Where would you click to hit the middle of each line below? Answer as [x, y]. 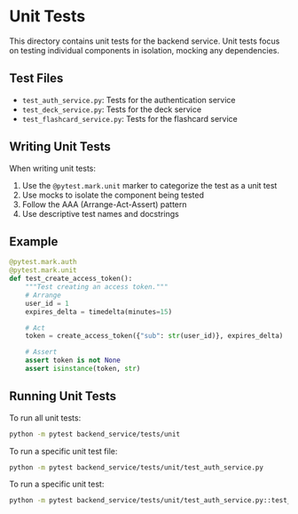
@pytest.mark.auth [43, 262]
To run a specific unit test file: [63, 451]
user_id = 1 [47, 303]
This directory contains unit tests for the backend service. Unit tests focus [145, 41]
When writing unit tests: [52, 168]
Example [34, 241]
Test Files [36, 79]
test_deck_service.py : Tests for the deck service [112, 109]
